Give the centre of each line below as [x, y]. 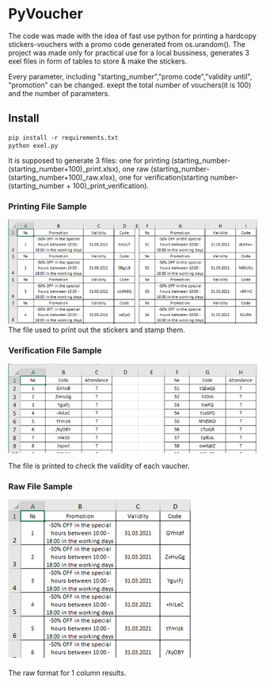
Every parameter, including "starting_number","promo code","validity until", [130, 76]
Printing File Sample [47, 206]
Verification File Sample [55, 350]
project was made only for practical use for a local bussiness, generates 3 [129, 52]
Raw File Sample [40, 486]
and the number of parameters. [59, 93]
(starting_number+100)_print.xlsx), [65, 168]
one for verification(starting [163, 177]
